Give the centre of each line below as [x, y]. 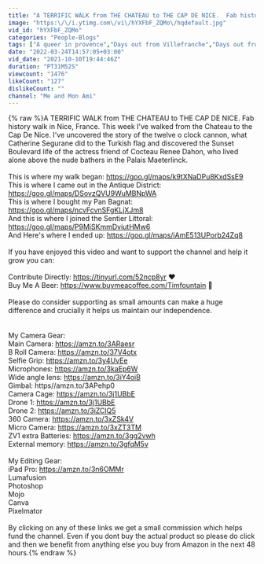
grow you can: [31, 260]
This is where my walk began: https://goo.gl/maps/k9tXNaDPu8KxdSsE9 [126, 177]
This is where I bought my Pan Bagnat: [71, 202]
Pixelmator [26, 511]
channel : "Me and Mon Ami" [52, 96]
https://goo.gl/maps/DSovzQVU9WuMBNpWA [82, 194]
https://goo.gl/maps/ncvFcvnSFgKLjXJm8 [76, 210]
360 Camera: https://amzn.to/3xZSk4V [71, 419]
